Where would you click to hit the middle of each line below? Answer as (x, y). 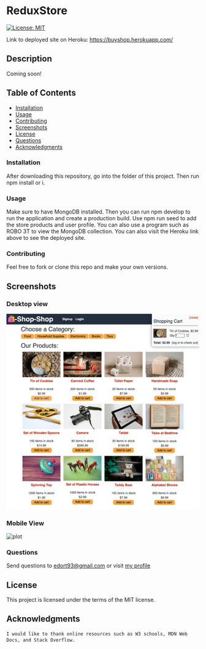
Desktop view (27, 304)
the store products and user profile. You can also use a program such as (97, 225)
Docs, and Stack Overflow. (41, 640)
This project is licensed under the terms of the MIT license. (81, 600)
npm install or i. (26, 182)
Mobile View (25, 523)
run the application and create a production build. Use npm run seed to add (101, 218)
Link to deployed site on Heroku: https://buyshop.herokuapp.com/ (90, 39)
